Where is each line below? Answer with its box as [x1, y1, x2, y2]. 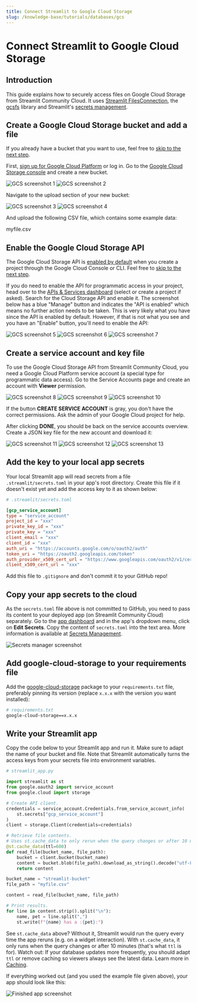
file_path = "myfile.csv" [6, 881, 69, 887]
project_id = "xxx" [6, 518, 54, 524]
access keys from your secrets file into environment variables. [6, 757, 157, 764]
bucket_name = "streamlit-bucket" [6, 876, 91, 882]
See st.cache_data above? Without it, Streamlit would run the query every [6, 930, 184, 937]
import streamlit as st [6, 779, 64, 785]
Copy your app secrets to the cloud [6, 590, 137, 600]
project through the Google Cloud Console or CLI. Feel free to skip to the [6, 265, 182, 272]
